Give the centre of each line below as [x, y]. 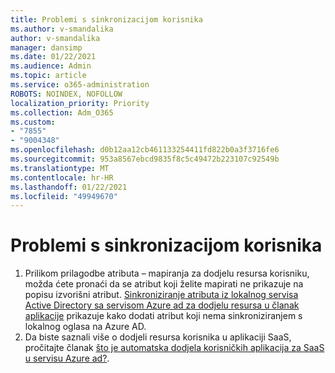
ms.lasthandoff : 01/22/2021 [69, 187]
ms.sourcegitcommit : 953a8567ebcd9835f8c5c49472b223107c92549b [145, 159]
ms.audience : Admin [51, 66]
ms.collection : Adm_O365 [62, 112]
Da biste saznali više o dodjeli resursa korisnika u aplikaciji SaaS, [158, 337]
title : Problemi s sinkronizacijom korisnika [106, 19]
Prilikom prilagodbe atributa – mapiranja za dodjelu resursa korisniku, [167, 273]
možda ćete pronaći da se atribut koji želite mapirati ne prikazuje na [164, 284]
